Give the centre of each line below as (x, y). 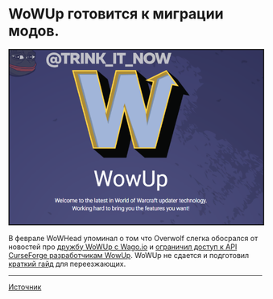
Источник (25, 287)
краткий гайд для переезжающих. (67, 264)
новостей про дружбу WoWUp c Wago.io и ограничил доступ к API (123, 247)
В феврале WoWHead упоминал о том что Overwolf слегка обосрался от (133, 238)
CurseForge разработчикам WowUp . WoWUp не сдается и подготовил (129, 255)
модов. (34, 31)
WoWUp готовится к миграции (116, 14)
